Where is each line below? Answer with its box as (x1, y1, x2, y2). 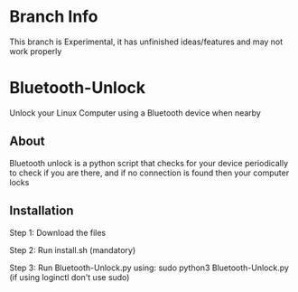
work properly (9, 45, 62, 56)
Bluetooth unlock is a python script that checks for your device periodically (9, 157, 289, 168)
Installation (9, 203, 74, 219)
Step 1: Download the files (9, 227, 107, 238)
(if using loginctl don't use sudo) (9, 271, 130, 282)
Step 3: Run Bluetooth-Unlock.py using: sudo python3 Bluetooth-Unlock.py (9, 262, 289, 273)
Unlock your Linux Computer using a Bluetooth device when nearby (9, 107, 262, 118)
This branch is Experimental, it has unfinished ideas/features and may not (9, 36, 284, 47)
